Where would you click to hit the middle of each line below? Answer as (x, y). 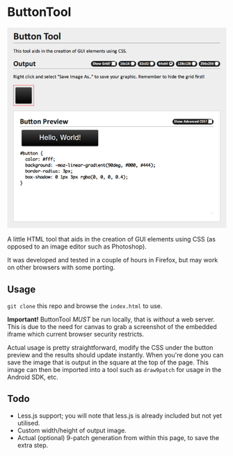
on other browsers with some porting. (61, 267)
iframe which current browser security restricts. (76, 334)
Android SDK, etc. (33, 377)
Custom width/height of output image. (72, 430)
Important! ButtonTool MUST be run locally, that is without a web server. (111, 319)
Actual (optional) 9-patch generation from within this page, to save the (118, 437)
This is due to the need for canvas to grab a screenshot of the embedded (112, 326)
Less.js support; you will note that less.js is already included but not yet (120, 415)
